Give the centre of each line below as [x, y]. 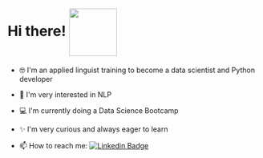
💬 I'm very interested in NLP [65, 94]
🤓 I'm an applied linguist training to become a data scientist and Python [137, 70]
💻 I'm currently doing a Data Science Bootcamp [99, 110]
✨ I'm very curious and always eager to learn [93, 129]
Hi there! [37, 31]
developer [36, 79]
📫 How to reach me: [53, 145]
